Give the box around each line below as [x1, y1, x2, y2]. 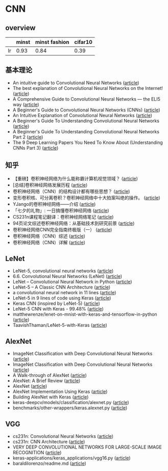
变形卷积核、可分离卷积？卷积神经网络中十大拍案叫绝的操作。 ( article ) [12, 195, 160, 201]
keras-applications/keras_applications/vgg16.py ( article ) [12, 455, 131, 461]
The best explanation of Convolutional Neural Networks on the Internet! [12, 85, 163, 91]
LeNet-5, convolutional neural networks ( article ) [12, 268, 114, 274]
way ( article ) [12, 101, 39, 107]
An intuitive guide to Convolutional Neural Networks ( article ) [12, 80, 139, 86]
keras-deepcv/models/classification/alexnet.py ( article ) [12, 399, 129, 406]
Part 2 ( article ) [12, 134, 43, 140]
